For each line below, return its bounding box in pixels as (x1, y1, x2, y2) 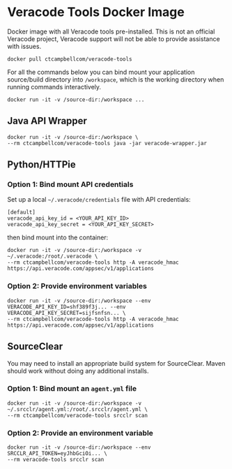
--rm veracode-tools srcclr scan (7, 456, 105, 463)
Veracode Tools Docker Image (7, 4, 185, 20)
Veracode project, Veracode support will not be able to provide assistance (7, 34, 221, 43)
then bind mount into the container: (7, 233, 109, 241)
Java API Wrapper (7, 115, 87, 127)
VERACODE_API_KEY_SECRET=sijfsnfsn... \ (7, 309, 127, 316)
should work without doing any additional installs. (7, 366, 149, 375)
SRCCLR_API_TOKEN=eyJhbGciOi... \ (7, 450, 108, 457)
